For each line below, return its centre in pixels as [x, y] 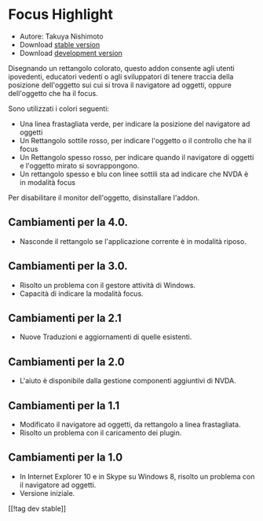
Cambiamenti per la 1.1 [64, 406]
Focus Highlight [61, 15]
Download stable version [60, 44]
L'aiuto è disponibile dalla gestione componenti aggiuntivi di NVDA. [128, 381]
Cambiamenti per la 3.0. [68, 266]
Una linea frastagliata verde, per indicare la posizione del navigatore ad [135, 124]
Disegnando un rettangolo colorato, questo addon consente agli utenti [121, 68]
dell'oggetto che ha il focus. [53, 93]
